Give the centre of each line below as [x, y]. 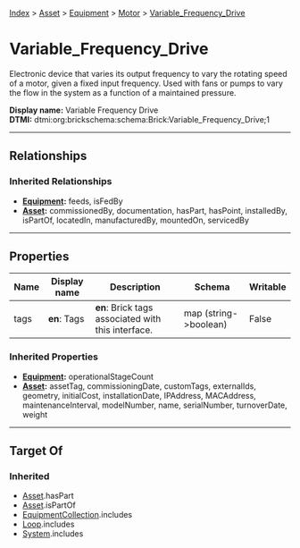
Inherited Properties [54, 357]
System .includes [53, 534]
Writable [267, 287]
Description [135, 287]
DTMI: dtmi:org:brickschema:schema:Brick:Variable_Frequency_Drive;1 [140, 119]
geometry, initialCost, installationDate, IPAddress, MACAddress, [139, 395]
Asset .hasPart [48, 496]
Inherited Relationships [61, 181]
